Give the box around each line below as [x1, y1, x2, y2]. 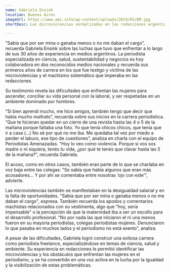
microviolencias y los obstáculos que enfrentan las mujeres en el [5, 251, 140, 257]
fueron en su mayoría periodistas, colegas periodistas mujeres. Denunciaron [5, 220, 164, 226]
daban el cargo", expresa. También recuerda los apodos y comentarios [5, 198, 153, 204]
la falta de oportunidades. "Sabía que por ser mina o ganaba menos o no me [5, 193, 164, 199]
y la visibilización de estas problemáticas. [5, 262, 92, 268]
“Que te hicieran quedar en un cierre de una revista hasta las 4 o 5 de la [5, 119, 155, 125]
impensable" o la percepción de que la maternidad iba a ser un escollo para [5, 209, 163, 215]
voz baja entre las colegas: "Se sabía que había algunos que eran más [5, 167, 152, 173]
